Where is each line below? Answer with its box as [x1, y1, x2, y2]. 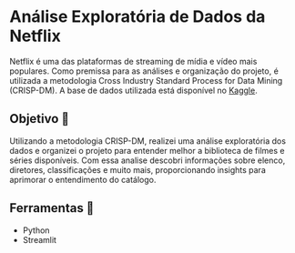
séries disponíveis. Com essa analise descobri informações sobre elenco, [9, 155, 286, 166]
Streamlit [22, 234, 57, 245]
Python [22, 225, 50, 236]
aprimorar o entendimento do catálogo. [9, 174, 157, 185]
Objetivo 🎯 [9, 111, 70, 126]
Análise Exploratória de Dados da [9, 6, 266, 27]
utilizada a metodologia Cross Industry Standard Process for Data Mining [9, 75, 283, 86]
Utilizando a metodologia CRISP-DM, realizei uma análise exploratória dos [9, 135, 287, 147]
